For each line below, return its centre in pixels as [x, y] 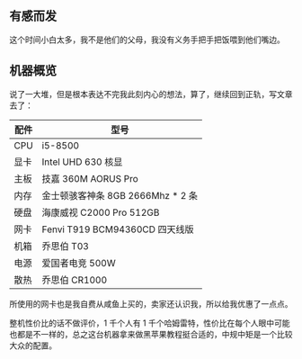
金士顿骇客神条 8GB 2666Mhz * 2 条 [120, 195]
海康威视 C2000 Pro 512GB [101, 212]
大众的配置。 [33, 346]
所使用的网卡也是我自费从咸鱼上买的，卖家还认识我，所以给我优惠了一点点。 [151, 303]
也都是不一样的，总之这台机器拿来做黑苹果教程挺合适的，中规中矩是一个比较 [151, 334]
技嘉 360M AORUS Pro [90, 178]
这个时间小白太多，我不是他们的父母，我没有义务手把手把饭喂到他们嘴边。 [147, 40]
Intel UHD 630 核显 [82, 162]
